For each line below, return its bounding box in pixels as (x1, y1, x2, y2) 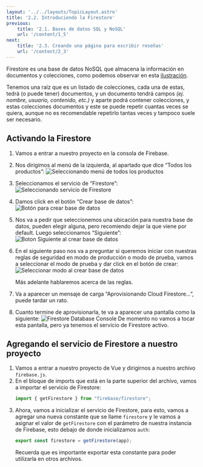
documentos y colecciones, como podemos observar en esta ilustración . (6, 71, 188, 79)
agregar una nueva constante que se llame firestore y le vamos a (15, 413, 181, 420)
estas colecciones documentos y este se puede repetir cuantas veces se (6, 103, 189, 110)
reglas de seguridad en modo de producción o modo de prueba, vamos (15, 254, 194, 261)
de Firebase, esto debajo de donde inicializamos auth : (15, 426, 150, 434)
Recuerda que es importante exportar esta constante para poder (15, 449, 177, 456)
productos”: (15, 168, 45, 175)
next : (6, 37, 20, 43)
